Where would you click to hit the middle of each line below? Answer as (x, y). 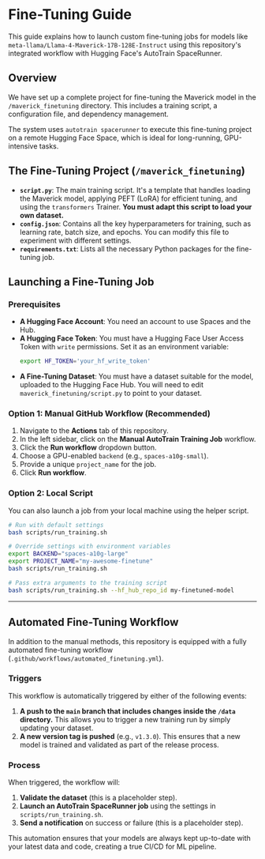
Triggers (25, 679)
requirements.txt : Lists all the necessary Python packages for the (127, 249)
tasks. (49, 146)
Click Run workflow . (53, 473)
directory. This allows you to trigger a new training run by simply (125, 719)
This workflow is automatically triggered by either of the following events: (127, 695)
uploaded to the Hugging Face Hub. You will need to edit (111, 385)
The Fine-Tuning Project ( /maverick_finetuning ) (127, 171)
